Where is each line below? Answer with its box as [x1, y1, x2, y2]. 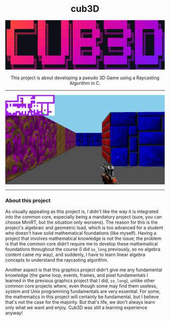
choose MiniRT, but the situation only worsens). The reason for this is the [5, 219, 158, 225]
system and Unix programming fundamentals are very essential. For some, [5, 288, 161, 294]
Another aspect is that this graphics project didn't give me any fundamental [5, 267, 162, 273]
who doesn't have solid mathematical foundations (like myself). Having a [5, 230, 157, 236]
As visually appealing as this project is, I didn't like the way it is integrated [5, 208, 158, 215]
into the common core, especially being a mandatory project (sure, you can [5, 213, 162, 220]
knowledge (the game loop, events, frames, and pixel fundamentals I [5, 272, 148, 278]
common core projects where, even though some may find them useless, [5, 282, 158, 289]
